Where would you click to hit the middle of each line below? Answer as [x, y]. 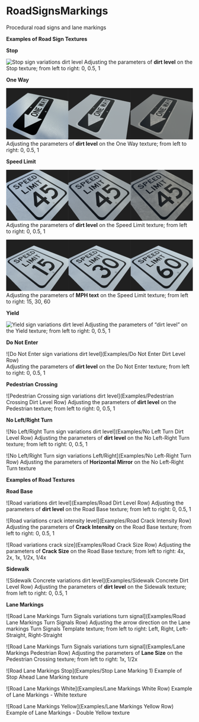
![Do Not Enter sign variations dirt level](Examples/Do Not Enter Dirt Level [96, 354]
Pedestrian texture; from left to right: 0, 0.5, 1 [61, 408]
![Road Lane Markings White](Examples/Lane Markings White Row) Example [99, 688]
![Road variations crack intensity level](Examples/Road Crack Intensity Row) [99, 521]
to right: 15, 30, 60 [28, 301]
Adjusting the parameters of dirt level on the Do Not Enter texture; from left [98, 366]
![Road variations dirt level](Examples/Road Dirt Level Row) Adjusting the [95, 503]
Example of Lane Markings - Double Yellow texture [68, 712]
